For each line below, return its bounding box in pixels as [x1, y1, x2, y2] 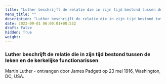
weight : [5, 35, 21, 40]
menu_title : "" [5, 12, 37, 17]
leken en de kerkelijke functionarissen [5, 57, 99, 64]
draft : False [5, 26, 32, 30]
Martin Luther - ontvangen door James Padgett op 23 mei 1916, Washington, [5, 68, 161, 74]
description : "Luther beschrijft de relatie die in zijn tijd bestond [5, 16, 154, 21]
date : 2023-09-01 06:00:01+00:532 [5, 21, 77, 26]
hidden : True [5, 30, 32, 35]
